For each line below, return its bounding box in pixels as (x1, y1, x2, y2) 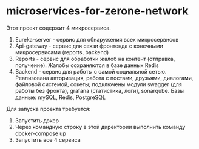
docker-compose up (15, 130, 67, 137)
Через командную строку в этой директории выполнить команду (15, 123, 186, 130)
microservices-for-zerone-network (6, 4, 189, 18)
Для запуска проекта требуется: (6, 105, 91, 112)
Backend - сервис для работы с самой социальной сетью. (15, 68, 167, 75)
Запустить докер (15, 116, 59, 124)
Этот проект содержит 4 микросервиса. (6, 24, 111, 31)
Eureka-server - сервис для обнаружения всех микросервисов (15, 36, 179, 43)
